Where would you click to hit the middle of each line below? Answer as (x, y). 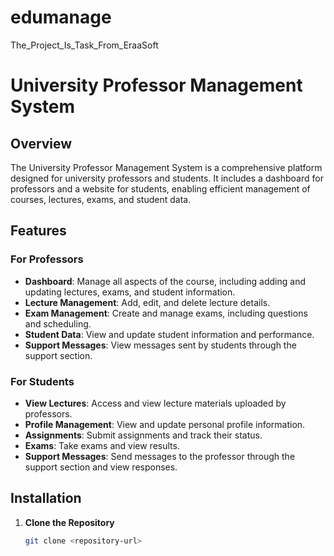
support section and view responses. (101, 467)
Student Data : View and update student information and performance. (169, 334)
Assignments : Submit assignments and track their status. (143, 435)
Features (38, 231)
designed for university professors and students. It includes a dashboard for (167, 178)
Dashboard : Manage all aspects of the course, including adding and (165, 281)
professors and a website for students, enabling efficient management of (160, 188)
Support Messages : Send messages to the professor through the (160, 456)
